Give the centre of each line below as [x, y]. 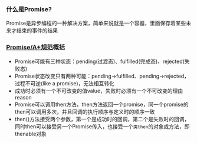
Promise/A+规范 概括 [36, 47]
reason [23, 97]
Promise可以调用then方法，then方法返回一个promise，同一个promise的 [101, 104]
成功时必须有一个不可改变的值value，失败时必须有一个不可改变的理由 [99, 91]
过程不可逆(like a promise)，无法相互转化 [65, 83]
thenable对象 [31, 134]
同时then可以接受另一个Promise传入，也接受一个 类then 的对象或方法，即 [102, 126]
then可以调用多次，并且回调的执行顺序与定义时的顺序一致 [85, 112]
